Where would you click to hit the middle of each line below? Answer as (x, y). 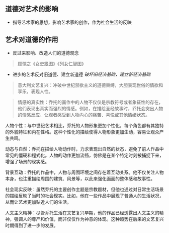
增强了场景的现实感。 (27, 161)
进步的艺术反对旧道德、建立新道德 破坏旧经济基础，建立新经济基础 (81, 74)
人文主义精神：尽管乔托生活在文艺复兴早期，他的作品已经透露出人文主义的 (82, 213)
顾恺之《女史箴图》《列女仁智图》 (52, 63)
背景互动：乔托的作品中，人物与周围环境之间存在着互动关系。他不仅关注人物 (84, 172)
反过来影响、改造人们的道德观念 (46, 53)
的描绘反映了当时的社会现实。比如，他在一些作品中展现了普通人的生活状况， (84, 196)
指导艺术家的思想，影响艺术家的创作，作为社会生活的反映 (72, 22)
